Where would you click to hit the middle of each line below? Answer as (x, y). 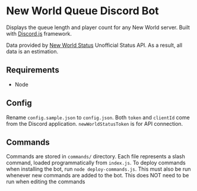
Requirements (33, 70)
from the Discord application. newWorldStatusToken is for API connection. (95, 123)
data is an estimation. (32, 51)
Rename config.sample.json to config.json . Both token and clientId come (98, 117)
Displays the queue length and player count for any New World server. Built (98, 27)
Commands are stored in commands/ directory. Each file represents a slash (96, 157)
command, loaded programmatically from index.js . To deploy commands (96, 163)
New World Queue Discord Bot (82, 11)
